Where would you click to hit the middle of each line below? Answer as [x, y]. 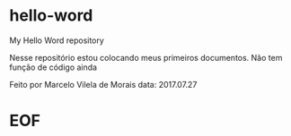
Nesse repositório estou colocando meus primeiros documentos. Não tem [146, 57]
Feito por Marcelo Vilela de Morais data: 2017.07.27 [103, 84]
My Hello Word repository [57, 40]
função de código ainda [53, 67]
